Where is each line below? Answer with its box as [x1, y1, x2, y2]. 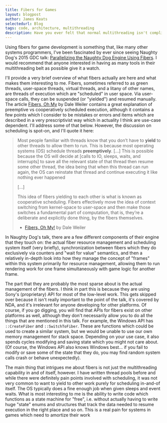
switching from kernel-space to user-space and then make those [17, 205, 151, 210]
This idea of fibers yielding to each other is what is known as [17, 194, 142, 200]
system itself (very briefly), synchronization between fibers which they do [5, 245, 157, 250]
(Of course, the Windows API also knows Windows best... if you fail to [5, 344, 148, 350]
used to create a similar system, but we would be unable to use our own [5, 328, 153, 334]
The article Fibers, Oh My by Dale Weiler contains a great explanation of [5, 102, 153, 107]
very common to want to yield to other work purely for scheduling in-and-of [5, 380, 161, 386]
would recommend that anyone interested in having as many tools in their [5, 60, 156, 66]
